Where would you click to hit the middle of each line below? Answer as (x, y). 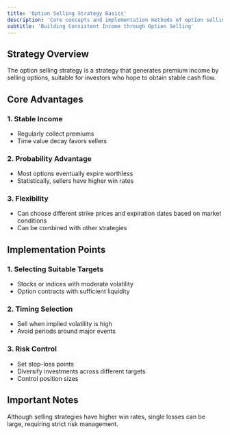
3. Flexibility (28, 199)
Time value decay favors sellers (62, 140)
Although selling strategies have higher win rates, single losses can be (106, 417)
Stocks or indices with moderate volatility (75, 284)
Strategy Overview (48, 54)
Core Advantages (45, 99)
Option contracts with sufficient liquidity (73, 291)
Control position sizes (48, 378)
